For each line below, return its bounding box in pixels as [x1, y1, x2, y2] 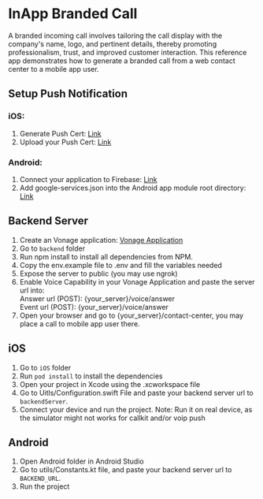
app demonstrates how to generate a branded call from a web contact [8, 56, 236, 65]
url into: [19, 285, 45, 295]
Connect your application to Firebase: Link [19, 174, 157, 184]
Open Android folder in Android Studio [19, 456, 144, 466]
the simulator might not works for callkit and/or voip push [19, 413, 206, 423]
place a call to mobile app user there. [19, 318, 140, 328]
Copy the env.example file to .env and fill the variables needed [19, 260, 223, 270]
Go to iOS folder [19, 363, 72, 372]
